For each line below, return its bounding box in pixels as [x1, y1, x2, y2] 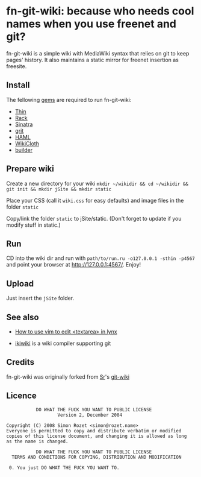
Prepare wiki [6, 164, 54, 174]
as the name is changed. [6, 438, 69, 444]
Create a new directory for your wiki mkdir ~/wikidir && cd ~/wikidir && [6, 180, 188, 187]
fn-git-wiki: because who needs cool [6, 4, 194, 18]
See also [6, 312, 39, 322]
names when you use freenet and [6, 17, 176, 31]
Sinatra [14, 121, 33, 128]
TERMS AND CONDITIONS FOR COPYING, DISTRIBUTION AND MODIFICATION [11, 454, 182, 460]
